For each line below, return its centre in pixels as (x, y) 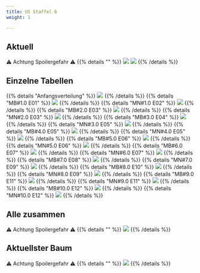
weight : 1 (19, 17)
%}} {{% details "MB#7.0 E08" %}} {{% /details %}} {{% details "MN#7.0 (99, 160)
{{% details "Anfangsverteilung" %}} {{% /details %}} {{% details (90, 96)
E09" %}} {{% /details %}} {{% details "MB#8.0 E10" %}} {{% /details (99, 167)
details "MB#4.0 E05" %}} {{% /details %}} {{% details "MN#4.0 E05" (96, 132)
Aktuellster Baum (39, 248)
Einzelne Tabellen (40, 81)
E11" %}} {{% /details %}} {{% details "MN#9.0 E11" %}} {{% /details (98, 181)
